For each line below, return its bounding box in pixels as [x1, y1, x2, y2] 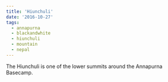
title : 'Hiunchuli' [6, 8, 54, 15]
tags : [6, 19, 19, 25]
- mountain [11, 42, 38, 47]
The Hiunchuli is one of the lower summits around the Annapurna [6, 63, 163, 70]
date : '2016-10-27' [6, 14, 54, 20]
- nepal [11, 47, 30, 53]
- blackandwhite [11, 30, 51, 36]
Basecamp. [6, 69, 33, 76]
